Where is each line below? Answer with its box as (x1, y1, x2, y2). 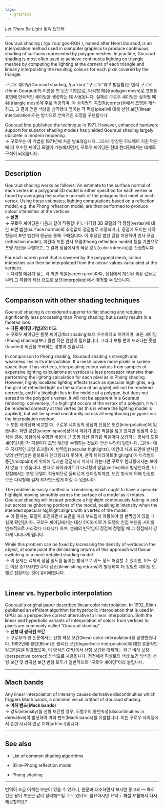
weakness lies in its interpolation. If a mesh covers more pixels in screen (5, 358, 150, 365)
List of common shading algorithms (12, 753, 83, 759)
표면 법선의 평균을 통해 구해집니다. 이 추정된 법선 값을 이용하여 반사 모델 (18, 233, 155, 238)
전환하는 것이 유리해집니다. (14, 570, 65, 576)
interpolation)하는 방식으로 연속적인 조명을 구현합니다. (5, 112, 109, 118)
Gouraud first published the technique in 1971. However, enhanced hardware (5, 122, 159, 128)
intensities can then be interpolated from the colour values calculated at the (5, 260, 157, 266)
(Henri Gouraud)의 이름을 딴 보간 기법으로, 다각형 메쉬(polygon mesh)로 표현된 (5, 88, 158, 94)
